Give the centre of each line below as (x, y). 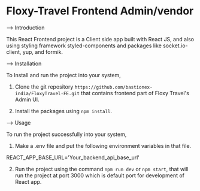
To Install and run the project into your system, (63, 75)
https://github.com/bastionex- (113, 87)
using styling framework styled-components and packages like (84, 46)
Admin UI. (27, 99)
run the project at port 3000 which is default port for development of (99, 175)
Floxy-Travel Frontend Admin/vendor (100, 11)
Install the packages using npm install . (63, 111)
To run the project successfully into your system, (66, 134)
